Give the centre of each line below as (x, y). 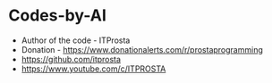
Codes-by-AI (57, 16)
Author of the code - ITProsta (76, 40)
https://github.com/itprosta (71, 59)
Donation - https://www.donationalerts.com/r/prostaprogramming (142, 49)
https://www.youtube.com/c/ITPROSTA (93, 69)
